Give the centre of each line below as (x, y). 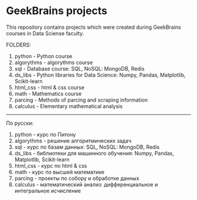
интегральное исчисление (47, 191)
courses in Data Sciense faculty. (45, 33)
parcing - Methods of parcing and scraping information (81, 100)
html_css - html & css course (50, 87)
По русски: (20, 123)
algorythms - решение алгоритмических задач (73, 141)
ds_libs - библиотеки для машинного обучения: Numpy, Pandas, (94, 153)
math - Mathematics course (48, 94)
